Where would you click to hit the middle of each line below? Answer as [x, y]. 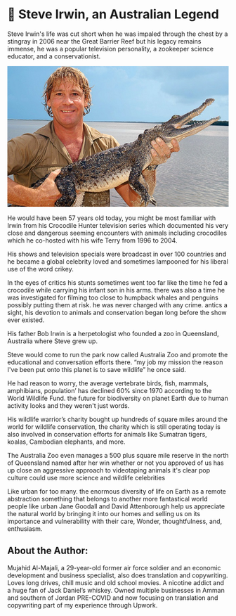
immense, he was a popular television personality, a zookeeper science [111, 49]
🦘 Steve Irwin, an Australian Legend [113, 14]
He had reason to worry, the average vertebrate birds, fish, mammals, [108, 383]
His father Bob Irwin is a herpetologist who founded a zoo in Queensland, [113, 333]
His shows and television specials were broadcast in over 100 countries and [117, 254]
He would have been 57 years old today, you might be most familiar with [112, 218]
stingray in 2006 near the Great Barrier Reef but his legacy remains [104, 41]
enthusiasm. [25, 528]
